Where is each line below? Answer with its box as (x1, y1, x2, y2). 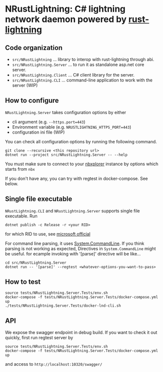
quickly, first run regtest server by (5, 335, 73, 341)
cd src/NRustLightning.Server (5, 260, 67, 265)
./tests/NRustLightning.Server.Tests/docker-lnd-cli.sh (5, 303, 121, 308)
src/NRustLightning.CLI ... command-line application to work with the (12, 77, 153, 83)
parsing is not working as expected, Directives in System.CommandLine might (5, 245, 156, 252)
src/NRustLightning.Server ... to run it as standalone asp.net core (12, 62, 144, 67)
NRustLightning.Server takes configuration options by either (5, 109, 126, 115)
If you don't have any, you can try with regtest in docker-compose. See (5, 176, 148, 181)
